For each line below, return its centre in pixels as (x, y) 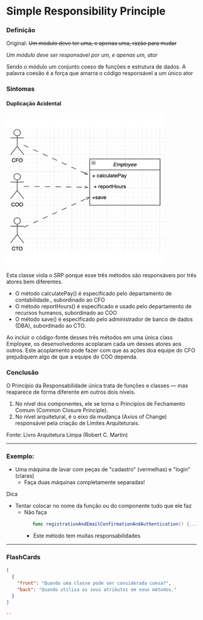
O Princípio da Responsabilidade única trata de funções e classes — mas (97, 385)
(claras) (24, 476)
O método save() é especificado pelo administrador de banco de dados (104, 319)
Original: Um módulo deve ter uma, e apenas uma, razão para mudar (92, 43)
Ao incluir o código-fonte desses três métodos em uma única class (90, 337)
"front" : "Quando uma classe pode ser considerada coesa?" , (94, 584)
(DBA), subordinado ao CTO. (50, 325)
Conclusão (23, 372)
